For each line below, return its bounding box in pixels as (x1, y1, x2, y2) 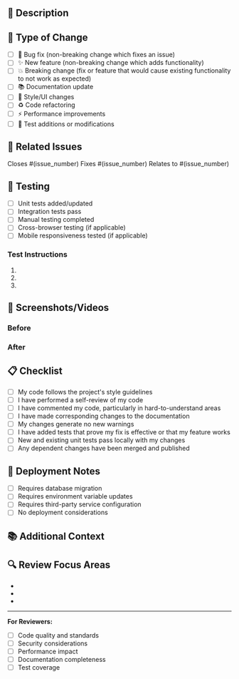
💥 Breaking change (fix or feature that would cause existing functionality (17, 66, 231, 75)
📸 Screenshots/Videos (7, 302, 110, 314)
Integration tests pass (17, 208, 82, 216)
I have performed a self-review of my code (17, 395, 144, 404)
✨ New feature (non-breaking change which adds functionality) (17, 58, 204, 67)
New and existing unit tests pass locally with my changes (17, 436, 186, 444)
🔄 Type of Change (7, 31, 88, 44)
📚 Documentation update (17, 83, 94, 91)
